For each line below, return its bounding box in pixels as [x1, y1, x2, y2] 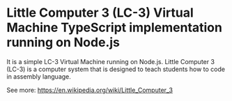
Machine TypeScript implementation [6, 20, 222, 36]
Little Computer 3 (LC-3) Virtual [6, 5, 194, 21]
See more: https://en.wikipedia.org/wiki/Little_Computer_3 [6, 86, 173, 94]
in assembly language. [6, 72, 71, 81]
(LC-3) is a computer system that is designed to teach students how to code [6, 65, 226, 73]
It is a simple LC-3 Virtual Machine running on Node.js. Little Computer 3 [6, 57, 215, 65]
